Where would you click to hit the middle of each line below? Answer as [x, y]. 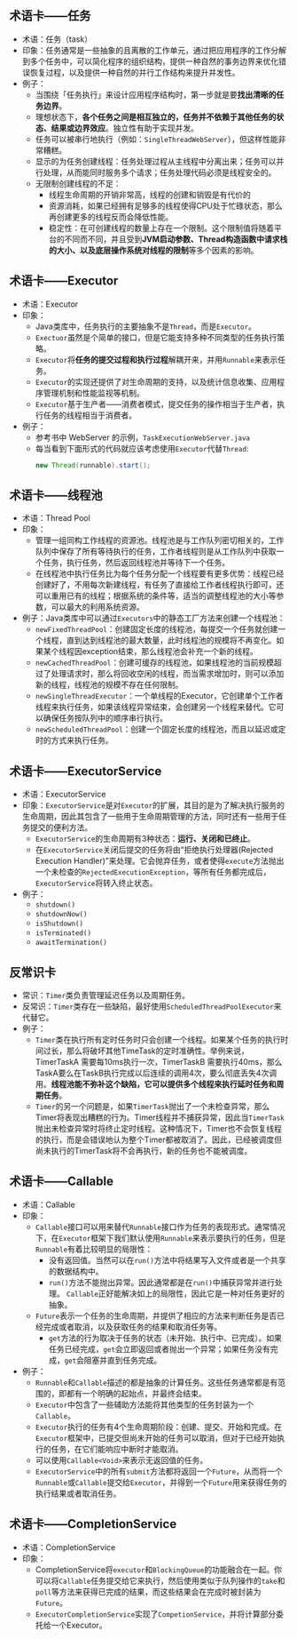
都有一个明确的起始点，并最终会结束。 [136, 1393]
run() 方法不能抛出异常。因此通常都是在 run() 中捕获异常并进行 [161, 1282]
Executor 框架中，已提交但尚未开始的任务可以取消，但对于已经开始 [156, 1437]
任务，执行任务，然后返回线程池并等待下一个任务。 [137, 563]
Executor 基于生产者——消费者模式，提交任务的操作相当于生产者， [156, 404]
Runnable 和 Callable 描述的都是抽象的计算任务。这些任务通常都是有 [156, 1382]
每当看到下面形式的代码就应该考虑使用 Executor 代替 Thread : [142, 448]
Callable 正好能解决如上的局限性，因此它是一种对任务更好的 [176, 1293]
